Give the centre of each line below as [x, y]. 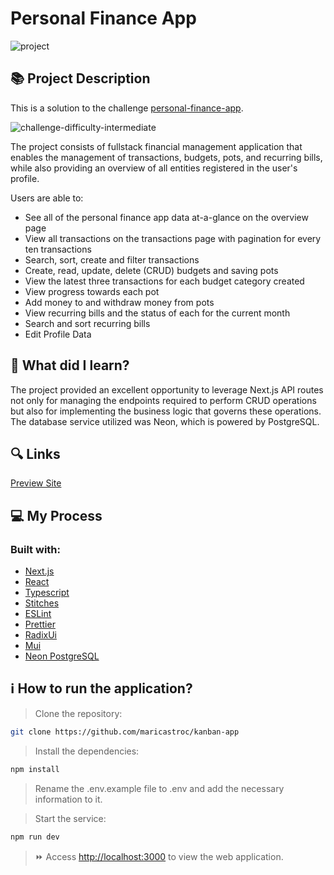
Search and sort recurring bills [87, 323]
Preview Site [36, 483]
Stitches [42, 603]
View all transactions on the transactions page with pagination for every [173, 238]
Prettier [40, 624]
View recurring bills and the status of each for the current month [157, 313]
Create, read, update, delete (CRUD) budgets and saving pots [151, 270]
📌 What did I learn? [70, 365]
